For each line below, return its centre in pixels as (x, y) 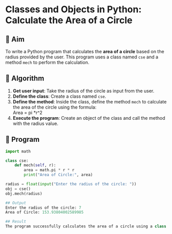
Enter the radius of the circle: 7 (43, 208)
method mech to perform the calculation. (47, 62)
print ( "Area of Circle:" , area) (59, 175)
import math (18, 151)
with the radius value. (35, 123)
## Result (16, 222)
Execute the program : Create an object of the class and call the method (89, 118)
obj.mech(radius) (24, 194)
